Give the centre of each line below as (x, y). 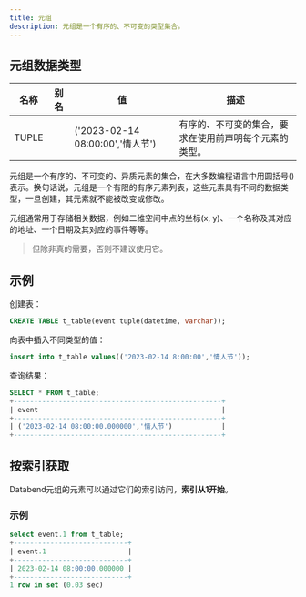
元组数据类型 (46, 65)
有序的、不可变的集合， (229, 125)
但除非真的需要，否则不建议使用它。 (100, 249)
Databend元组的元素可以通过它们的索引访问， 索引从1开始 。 (122, 489)
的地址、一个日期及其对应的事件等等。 (81, 229)
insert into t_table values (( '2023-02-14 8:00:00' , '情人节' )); (130, 357)
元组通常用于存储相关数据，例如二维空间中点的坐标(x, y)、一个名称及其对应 (151, 218)
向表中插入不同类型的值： (57, 339)
